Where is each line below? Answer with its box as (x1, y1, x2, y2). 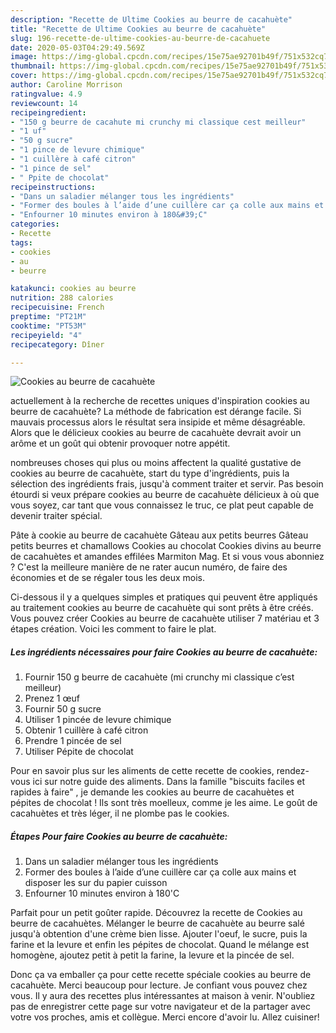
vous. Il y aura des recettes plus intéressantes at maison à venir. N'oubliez (10, 990, 316, 1002)
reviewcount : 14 (10, 98, 78, 108)
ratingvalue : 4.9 (10, 89, 83, 99)
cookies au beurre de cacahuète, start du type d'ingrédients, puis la (10, 467, 290, 480)
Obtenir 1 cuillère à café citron (24, 724, 149, 736)
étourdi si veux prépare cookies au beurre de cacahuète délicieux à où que (10, 489, 320, 501)
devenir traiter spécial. (10, 510, 103, 522)
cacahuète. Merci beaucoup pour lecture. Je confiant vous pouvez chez (10, 979, 308, 991)
